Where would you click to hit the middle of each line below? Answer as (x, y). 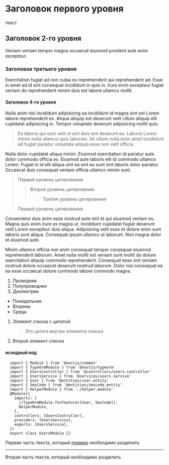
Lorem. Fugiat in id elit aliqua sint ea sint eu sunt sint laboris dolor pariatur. (82, 165)
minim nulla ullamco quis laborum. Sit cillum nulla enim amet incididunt (91, 139)
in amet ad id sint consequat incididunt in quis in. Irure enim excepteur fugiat (84, 85)
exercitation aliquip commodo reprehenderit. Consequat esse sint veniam (81, 260)
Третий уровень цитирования (74, 199)
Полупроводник (30, 286)
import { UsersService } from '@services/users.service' (71, 376)
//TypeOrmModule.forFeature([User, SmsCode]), (68, 403)
